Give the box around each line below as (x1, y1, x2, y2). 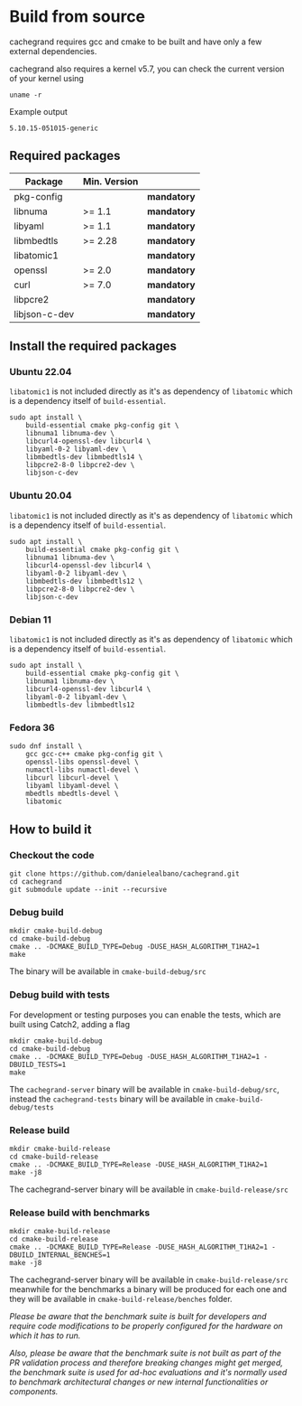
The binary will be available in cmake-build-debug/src (9, 966, 207, 977)
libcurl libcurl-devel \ (25, 773, 119, 783)
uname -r (9, 90, 42, 99)
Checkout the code (9, 848, 95, 861)
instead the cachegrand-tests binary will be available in (9, 1093, 214, 1104)
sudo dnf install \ (9, 742, 83, 751)
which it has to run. (9, 1330, 81, 1341)
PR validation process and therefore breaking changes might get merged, (9, 1357, 284, 1368)
